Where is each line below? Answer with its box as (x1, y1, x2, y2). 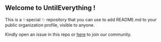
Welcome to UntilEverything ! (5, 4, 96, 12)
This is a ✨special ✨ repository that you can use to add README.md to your (5, 16, 157, 22)
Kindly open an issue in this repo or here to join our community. (5, 31, 132, 37)
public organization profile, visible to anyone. (5, 22, 95, 28)
